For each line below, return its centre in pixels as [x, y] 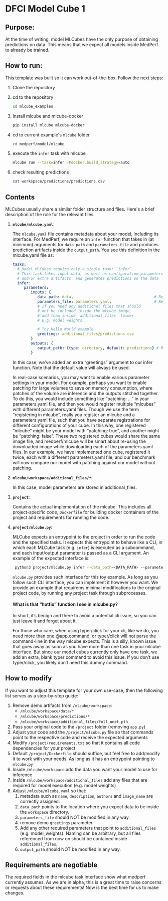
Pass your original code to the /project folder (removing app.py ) [79, 727]
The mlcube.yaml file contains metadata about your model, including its [86, 234]
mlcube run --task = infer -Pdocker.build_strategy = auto [71, 163]
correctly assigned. [40, 801]
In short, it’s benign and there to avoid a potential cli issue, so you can [85, 615]
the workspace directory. [44, 812]
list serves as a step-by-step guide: [42, 695]
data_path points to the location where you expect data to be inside [89, 806]
